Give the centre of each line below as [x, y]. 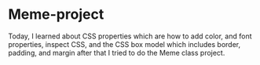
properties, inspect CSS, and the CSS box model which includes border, [125, 44]
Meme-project [56, 14]
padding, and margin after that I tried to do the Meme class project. [117, 52]
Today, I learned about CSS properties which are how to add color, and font [130, 36]
